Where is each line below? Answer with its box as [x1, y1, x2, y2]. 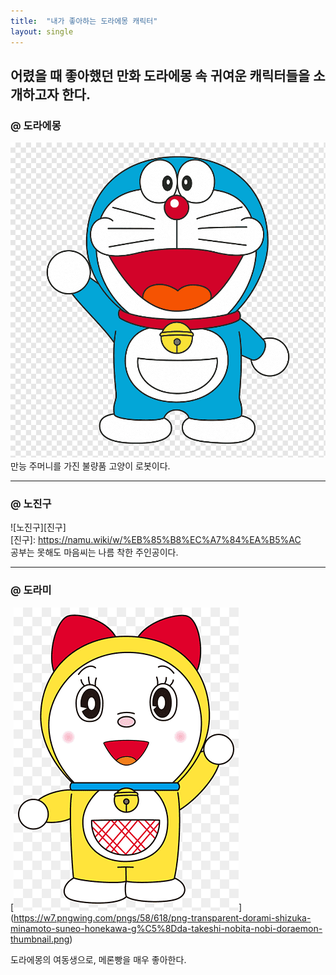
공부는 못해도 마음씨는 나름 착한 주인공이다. [10, 546, 179, 559]
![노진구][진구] [10, 521, 67, 534]
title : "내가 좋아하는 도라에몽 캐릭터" [10, 16, 158, 26]
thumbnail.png [10, 933, 70, 945]
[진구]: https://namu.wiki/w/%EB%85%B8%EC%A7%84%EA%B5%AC [10, 534, 302, 546]
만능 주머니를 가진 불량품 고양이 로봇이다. [10, 460, 171, 472]
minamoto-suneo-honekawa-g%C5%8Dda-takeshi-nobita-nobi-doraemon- [10, 922, 323, 934]
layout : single [10, 26, 74, 37]
